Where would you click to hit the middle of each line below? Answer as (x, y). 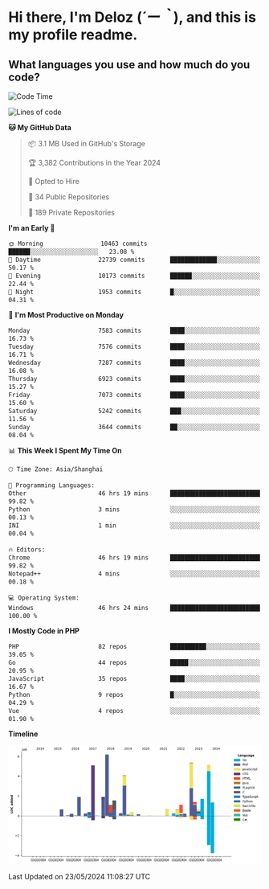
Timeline (23, 734)
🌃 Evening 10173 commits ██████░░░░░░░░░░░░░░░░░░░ (134, 276)
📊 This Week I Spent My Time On (65, 451)
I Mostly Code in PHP (44, 631)
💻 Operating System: (44, 598)
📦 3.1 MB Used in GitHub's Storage (87, 143)
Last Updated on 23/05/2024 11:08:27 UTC (79, 876)
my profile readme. (73, 35)
